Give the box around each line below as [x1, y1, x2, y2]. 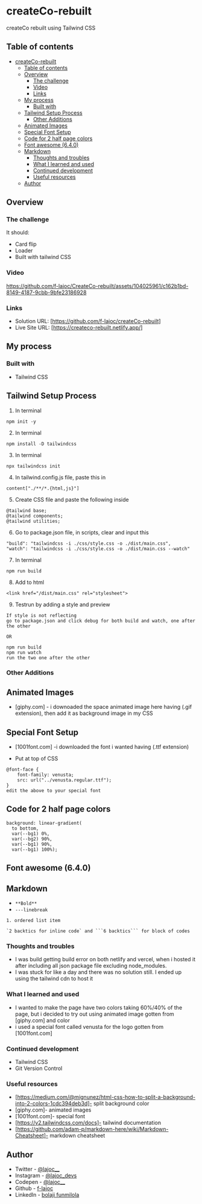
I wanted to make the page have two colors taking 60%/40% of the [14, 1004, 183, 1011]
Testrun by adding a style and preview [14, 601, 110, 608]
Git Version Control [14, 1065, 63, 1072]
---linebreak [14, 907, 48, 913]
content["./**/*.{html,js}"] [6, 485, 80, 492]
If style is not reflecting [6, 612, 77, 618]
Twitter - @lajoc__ [14, 1165, 60, 1173]
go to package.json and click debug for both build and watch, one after [6, 618, 196, 624]
